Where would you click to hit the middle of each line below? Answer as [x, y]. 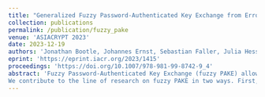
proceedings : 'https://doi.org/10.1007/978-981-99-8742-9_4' [111, 66]
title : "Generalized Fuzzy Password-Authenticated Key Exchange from [125, 15]
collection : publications [50, 23]
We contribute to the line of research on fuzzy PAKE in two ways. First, [134, 81]
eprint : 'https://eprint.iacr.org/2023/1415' [84, 59]
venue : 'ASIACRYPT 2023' [49, 37]
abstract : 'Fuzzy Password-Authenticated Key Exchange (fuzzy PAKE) [123, 74]
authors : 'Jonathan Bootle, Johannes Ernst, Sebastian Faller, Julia [125, 52]
